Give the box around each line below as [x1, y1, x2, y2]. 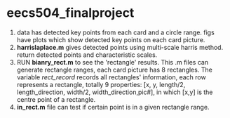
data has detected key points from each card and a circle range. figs [16, 28, 215, 37]
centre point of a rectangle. [16, 95, 96, 103]
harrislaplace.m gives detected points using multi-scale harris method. [16, 43, 224, 51]
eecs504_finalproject [6, 5, 135, 21]
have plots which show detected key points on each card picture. [16, 35, 205, 44]
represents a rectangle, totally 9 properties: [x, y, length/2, [16, 80, 186, 88]
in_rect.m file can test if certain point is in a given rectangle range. [16, 103, 210, 111]
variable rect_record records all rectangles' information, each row [16, 72, 206, 81]
